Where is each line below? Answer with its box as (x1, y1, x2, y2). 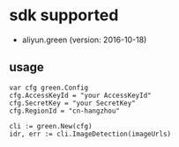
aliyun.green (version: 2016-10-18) (21, 34, 147, 45)
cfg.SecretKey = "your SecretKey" (9, 99, 137, 107)
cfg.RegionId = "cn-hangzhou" (9, 107, 121, 115)
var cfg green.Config (9, 83, 89, 92)
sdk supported (9, 5, 119, 26)
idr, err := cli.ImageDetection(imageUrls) (9, 129, 172, 138)
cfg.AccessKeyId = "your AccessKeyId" (9, 91, 152, 99)
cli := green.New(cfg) (9, 121, 93, 130)
